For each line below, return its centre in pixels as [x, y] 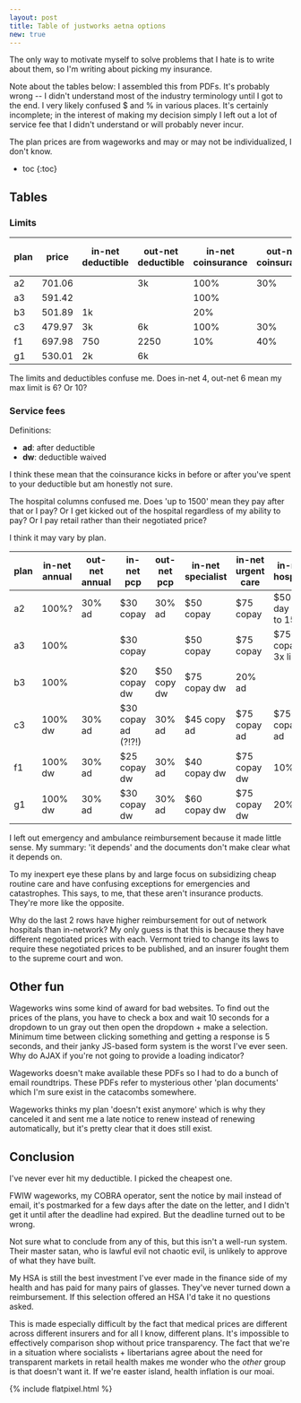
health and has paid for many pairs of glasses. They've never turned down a [150, 1287]
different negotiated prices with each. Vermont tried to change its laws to [144, 939]
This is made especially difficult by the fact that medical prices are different [149, 1323]
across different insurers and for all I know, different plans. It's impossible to [149, 1333]
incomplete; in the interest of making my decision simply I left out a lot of [143, 115]
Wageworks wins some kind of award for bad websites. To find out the [140, 1008]
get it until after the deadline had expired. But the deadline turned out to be [147, 1214]
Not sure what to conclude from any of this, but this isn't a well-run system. [149, 1241]
